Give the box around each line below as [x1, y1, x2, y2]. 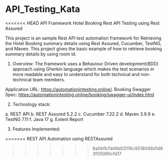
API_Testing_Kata [5, 3, 80, 15]
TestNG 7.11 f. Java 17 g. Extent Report [5, 116, 84, 122]
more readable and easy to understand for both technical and [12, 71, 140, 77]
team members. [32, 76, 65, 82]
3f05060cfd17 [92, 150, 122, 156]
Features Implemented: [12, 126, 61, 132]
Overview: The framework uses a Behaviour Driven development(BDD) [12, 60, 159, 66]
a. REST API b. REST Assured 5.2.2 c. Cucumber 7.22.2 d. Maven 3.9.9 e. [5, 111, 156, 117]
